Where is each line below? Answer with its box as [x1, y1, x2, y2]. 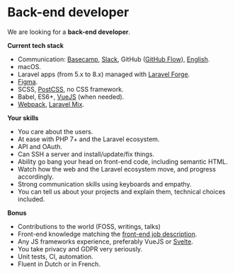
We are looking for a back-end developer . [7, 28, 131, 36]
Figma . [17, 77, 38, 85]
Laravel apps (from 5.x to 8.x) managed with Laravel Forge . [17, 70, 190, 78]
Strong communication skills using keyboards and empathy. [17, 179, 193, 188]
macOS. [17, 62, 41, 71]
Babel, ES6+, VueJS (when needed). [17, 93, 125, 101]
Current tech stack [7, 41, 64, 49]
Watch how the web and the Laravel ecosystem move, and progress [17, 165, 216, 173]
